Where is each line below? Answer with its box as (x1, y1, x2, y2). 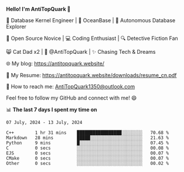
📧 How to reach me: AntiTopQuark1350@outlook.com (6, 83, 135, 90)
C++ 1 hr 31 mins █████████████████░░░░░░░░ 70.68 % (6, 130, 169, 136)
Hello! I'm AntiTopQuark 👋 (6, 6, 71, 12)
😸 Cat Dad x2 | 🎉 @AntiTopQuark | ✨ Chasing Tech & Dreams (6, 49, 156, 55)
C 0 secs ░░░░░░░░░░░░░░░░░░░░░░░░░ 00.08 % (6, 145, 169, 151)
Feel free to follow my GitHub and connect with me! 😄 (6, 94, 137, 101)
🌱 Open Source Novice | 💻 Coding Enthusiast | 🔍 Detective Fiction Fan (6, 35, 179, 42)
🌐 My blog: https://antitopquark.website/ (6, 60, 104, 67)
